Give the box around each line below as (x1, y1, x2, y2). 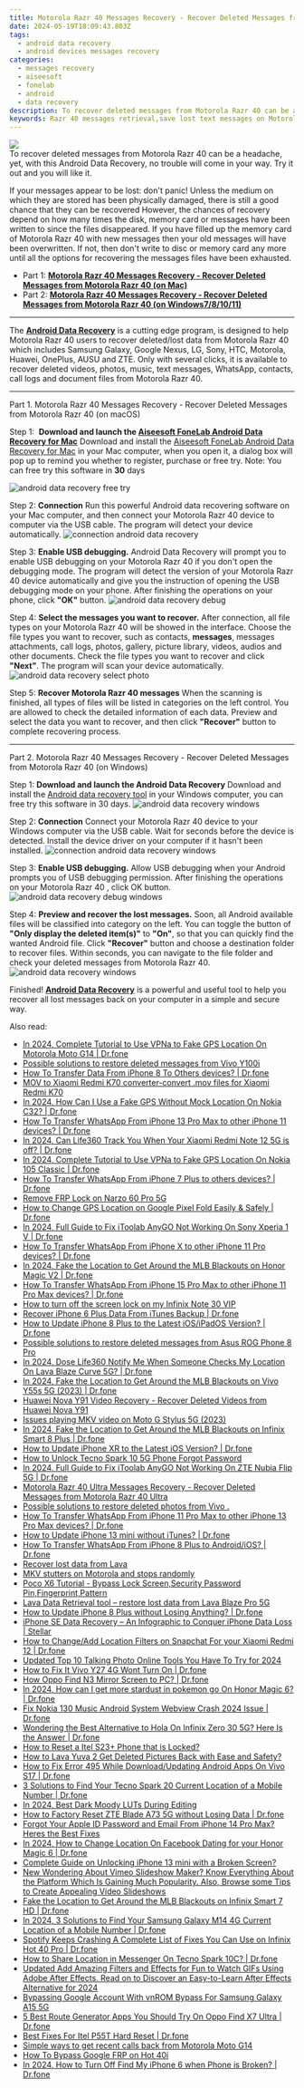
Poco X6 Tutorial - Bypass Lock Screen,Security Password (22, 1578, 242, 1589)
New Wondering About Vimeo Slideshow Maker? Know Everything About (22, 1867, 294, 1878)
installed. (9, 845, 43, 856)
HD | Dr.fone (22, 1905, 70, 1917)
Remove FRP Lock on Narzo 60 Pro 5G (22, 1193, 167, 1203)
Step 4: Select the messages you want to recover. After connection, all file (9, 613, 290, 623)
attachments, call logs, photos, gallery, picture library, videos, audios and (9, 641, 282, 652)
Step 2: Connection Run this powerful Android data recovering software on (9, 500, 290, 511)
